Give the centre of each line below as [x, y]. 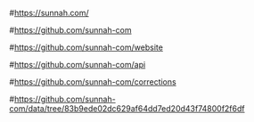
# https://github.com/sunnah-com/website [86, 47]
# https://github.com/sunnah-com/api [78, 65]
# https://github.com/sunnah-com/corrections [93, 82]
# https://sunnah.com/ [49, 13]
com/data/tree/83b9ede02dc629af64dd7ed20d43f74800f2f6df [127, 109]
